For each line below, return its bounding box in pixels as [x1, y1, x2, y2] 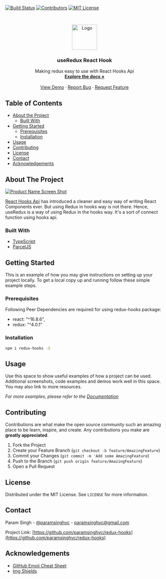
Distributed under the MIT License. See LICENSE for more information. [5, 491, 148, 497]
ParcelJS [12, 244, 32, 250]
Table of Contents [5, 99, 63, 107]
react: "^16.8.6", [12, 316, 45, 322]
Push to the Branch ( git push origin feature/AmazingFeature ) [12, 458, 142, 464]
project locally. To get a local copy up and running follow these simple [5, 277, 150, 283]
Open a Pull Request [12, 464, 55, 470]
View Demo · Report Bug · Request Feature [40, 84, 129, 90]
